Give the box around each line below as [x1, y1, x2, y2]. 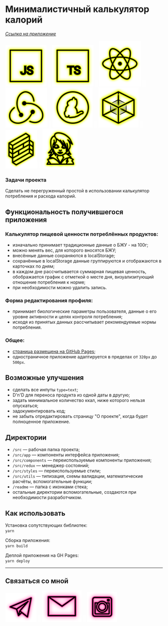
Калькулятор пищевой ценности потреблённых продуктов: [5, 231, 158, 238]
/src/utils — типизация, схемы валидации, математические [12, 473, 143, 479]
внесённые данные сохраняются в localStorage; [12, 252, 115, 259]
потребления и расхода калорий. [5, 193, 76, 199]
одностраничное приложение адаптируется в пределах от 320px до [12, 353, 157, 359]
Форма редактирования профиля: [5, 297, 93, 304]
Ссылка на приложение [5, 31, 56, 37]
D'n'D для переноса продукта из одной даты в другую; [12, 392, 130, 398]
